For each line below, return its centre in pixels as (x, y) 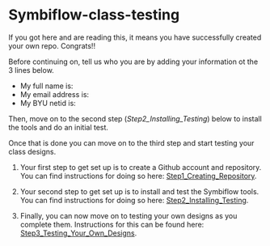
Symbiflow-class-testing (94, 15)
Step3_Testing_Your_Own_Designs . (78, 233)
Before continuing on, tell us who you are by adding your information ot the (133, 61)
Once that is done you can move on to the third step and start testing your (131, 142)
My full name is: (46, 86)
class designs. (32, 151)
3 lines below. (31, 70)
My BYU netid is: (48, 103)
